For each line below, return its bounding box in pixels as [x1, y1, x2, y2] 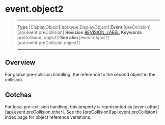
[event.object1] [79, 34, 110, 40]
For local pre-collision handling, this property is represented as [5, 104, 133, 109]
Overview [5, 59, 36, 67]
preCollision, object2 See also [17, 34, 78, 40]
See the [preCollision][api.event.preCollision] [66, 109, 157, 115]
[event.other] [133, 104, 160, 109]
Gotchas [5, 91, 32, 99]
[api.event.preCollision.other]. [5, 109, 65, 115]
